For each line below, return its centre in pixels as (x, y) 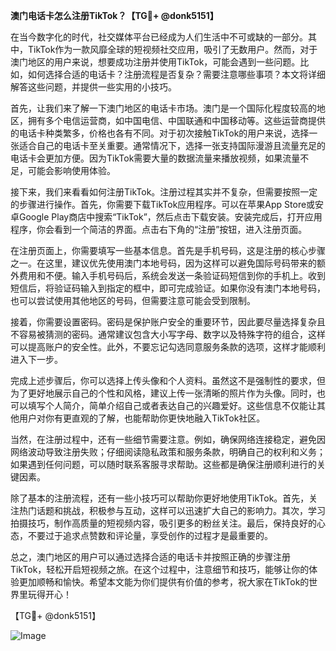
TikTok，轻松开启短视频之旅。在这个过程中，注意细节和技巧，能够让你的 (160, 569)
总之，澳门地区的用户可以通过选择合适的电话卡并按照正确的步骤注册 (150, 557)
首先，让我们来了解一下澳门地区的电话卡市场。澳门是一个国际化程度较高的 (163, 108)
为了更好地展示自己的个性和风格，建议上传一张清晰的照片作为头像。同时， (163, 393)
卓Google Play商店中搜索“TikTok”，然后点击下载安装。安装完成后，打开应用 (166, 217)
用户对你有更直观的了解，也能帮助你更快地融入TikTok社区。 (142, 418)
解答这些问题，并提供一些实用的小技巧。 (93, 87)
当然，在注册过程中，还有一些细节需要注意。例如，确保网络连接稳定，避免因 (168, 439)
